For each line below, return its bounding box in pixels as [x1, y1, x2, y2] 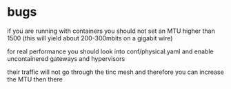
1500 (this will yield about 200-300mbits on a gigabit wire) [7, 34, 173, 42]
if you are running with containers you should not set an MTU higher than [7, 27, 215, 35]
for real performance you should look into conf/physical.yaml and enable [7, 47, 214, 55]
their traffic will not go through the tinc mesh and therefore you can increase [7, 68, 224, 76]
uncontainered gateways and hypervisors [7, 54, 125, 62]
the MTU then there [7, 75, 63, 83]
